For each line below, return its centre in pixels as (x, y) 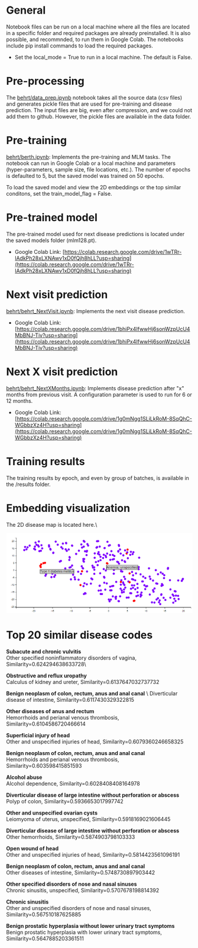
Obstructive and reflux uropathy (46, 675)
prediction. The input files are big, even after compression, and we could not (99, 110)
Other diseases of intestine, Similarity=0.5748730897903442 (81, 872)
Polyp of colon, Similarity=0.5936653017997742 (65, 801)
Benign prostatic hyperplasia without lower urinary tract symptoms (90, 925)
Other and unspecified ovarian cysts (52, 813)
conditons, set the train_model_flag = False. (59, 193)
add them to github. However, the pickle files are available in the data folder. (99, 116)
